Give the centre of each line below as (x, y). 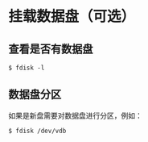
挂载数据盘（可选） (72, 17)
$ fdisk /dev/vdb (37, 131)
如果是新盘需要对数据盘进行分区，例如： (75, 115)
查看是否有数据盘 (51, 49)
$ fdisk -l (27, 68)
